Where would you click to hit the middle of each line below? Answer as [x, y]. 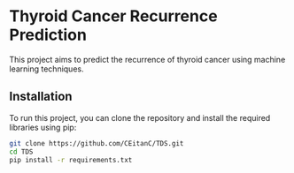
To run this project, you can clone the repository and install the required [140, 117]
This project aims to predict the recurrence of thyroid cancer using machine [147, 59]
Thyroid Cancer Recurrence [114, 16]
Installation [41, 97]
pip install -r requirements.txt [71, 160]
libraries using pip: [43, 127]
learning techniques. [46, 69]
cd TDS [21, 152]
